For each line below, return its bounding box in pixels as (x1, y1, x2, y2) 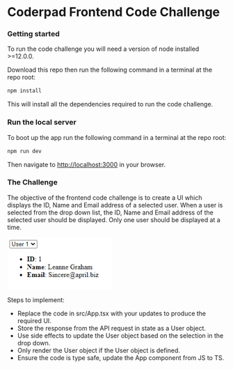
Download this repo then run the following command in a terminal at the (7, 65, 213, 74)
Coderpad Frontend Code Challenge (7, 4, 220, 20)
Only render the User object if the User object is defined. (17, 346, 181, 354)
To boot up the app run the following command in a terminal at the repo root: (7, 133, 227, 141)
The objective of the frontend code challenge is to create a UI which (7, 193, 202, 202)
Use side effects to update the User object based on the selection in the (17, 331, 224, 340)
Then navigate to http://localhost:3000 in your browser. (7, 160, 166, 168)
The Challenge (7, 178, 58, 187)
